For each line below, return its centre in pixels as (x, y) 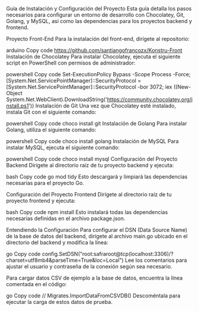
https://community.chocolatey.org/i (150, 99)
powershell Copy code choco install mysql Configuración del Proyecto (92, 159)
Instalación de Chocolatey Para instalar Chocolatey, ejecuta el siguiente (93, 56)
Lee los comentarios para (156, 260)
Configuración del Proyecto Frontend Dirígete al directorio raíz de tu (89, 194)
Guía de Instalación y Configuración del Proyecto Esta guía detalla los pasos (99, 9)
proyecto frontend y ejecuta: (41, 201)
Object (14, 93)
